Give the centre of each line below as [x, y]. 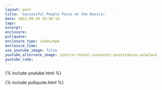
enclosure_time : [21, 46]
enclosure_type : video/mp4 [32, 41]
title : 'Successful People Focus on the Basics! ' [61, 14]
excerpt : [14, 28]
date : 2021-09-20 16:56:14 [32, 18]
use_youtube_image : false [31, 50]
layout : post [18, 9]
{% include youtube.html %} [33, 73]
